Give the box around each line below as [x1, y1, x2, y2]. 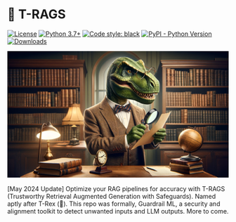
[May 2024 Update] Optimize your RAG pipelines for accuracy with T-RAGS [7, 184, 225, 192]
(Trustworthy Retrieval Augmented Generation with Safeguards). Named [7, 192, 216, 200]
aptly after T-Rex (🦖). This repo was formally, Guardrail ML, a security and [7, 200, 221, 208]
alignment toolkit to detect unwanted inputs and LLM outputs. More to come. [7, 207, 229, 215]
